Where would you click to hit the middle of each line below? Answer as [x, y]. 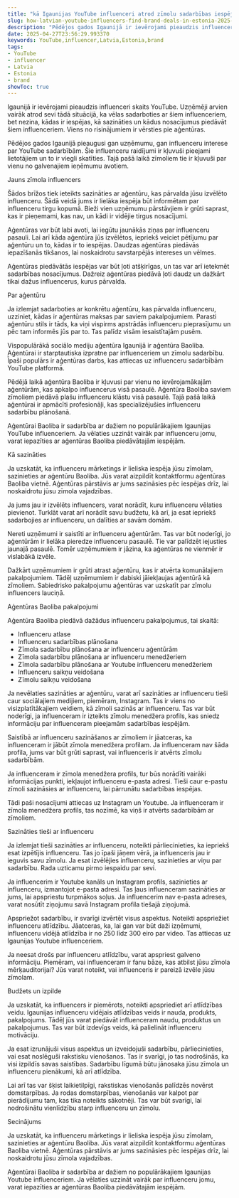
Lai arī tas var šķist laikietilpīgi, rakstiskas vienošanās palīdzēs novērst [110, 1086]
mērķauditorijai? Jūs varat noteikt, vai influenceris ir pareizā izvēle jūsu [111, 970]
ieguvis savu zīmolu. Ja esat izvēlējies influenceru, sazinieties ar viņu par [115, 860]
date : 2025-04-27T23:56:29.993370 [59, 34]
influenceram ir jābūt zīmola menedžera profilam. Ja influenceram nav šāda [118, 745]
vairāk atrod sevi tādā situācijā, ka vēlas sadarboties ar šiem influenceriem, [117, 114]
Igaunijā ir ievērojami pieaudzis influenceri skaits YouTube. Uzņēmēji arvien [117, 107]
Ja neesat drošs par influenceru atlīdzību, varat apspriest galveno [104, 955]
